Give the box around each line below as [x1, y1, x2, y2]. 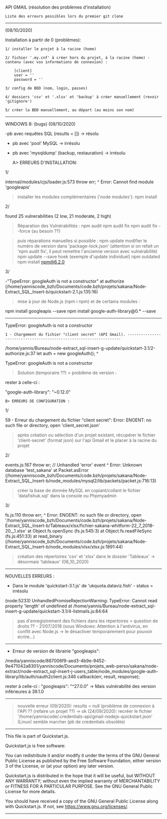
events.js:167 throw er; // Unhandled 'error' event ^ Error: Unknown [5, 462, 143, 468]
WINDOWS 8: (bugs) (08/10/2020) [5, 121, 76, 127]
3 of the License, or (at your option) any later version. [5, 763, 114, 769]
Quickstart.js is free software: [5, 743, 66, 749]
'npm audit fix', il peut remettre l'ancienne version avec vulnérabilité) [17, 249, 158, 254]
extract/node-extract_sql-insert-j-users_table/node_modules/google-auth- [5, 669, 159, 674]
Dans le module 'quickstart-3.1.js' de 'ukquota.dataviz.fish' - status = [12, 583, 153, 588]
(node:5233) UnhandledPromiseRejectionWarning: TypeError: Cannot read [5, 598, 158, 603]
